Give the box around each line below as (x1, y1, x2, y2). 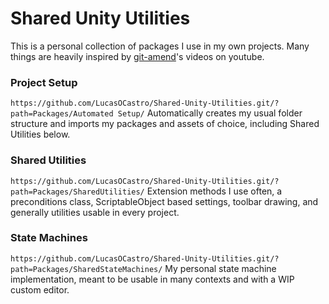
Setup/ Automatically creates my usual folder (117, 107, 303, 119)
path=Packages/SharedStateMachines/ (10, 264, 163, 274)
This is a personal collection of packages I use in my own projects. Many (10, 40, 310, 52)
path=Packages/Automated (10, 109, 114, 119)
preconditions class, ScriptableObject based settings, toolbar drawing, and (10, 195, 319, 207)
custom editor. (10, 283, 70, 296)
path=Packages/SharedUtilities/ (10, 187, 145, 197)
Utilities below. (10, 128, 71, 141)
